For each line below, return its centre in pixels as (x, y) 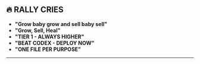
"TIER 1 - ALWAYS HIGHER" (49, 36)
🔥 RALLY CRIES (35, 10)
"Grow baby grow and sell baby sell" (61, 24)
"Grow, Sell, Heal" (37, 30)
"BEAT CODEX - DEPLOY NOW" (54, 43)
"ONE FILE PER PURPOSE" (48, 49)
